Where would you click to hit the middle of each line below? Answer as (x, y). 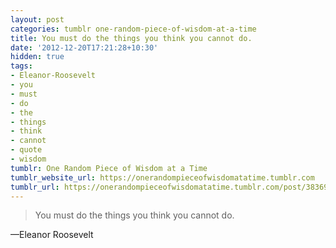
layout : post (37, 19)
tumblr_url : (35, 187)
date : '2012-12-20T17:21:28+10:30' (84, 47)
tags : (21, 66)
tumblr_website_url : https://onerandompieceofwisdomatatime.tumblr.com (162, 177)
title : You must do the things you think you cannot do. (131, 38)
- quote (26, 150)
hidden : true (37, 57)
